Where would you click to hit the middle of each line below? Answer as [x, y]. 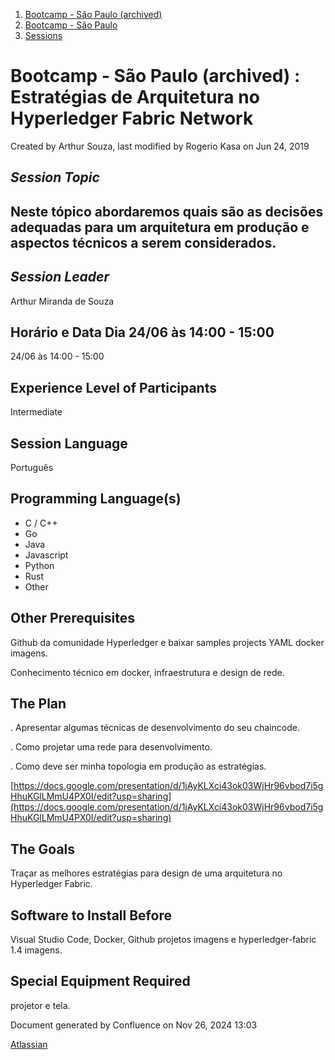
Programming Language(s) [96, 499]
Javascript [46, 555]
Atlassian [29, 1044]
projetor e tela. [40, 1005]
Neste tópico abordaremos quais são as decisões [167, 211]
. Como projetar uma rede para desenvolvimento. [111, 747]
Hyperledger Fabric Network [132, 118]
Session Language [69, 443]
